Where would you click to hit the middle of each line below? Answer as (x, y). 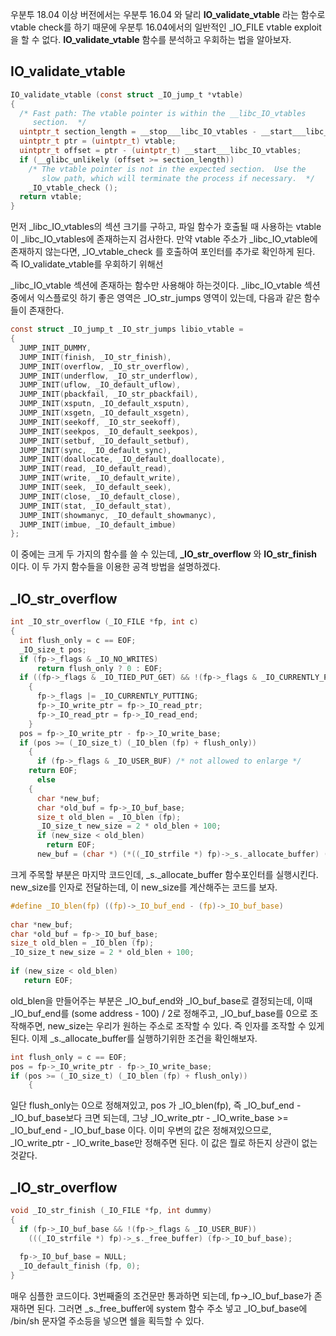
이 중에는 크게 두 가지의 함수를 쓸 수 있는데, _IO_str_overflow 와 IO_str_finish (164, 554)
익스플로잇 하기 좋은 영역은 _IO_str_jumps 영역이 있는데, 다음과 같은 (169, 298)
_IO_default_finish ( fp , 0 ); (80, 1266)
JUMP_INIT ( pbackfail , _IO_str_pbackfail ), (109, 394)
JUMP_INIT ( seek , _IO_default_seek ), (95, 488)
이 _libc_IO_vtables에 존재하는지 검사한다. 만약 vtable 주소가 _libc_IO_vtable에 (164, 239)
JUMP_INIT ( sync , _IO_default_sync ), (95, 450)
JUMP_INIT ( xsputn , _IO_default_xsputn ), (104, 404)
